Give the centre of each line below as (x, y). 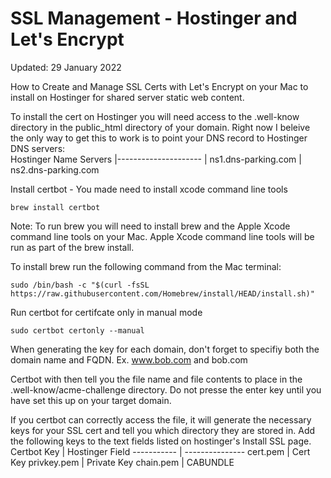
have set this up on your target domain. (91, 400)
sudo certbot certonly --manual (77, 330)
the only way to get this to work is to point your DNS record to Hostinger (159, 138)
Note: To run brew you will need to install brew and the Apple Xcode (150, 226)
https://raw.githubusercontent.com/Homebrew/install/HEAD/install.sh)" (162, 293)
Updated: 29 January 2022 (66, 67)
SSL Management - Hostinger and (154, 18)
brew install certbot (55, 207)
